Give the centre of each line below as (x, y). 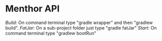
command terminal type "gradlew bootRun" (51, 33)
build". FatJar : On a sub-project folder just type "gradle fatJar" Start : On (81, 27)
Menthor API (33, 9)
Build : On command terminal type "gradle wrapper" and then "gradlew (79, 22)
